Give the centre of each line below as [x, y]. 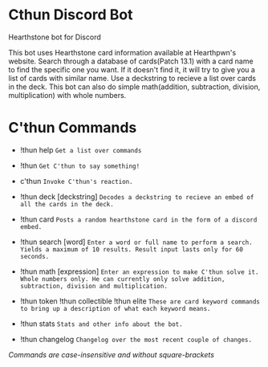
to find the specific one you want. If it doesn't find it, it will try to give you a [132, 69]
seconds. [35, 256]
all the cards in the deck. [67, 204]
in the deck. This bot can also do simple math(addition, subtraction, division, [134, 87]
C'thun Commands [73, 128]
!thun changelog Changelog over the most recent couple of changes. [136, 339]
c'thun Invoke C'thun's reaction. [77, 181]
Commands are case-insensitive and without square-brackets [112, 354]
